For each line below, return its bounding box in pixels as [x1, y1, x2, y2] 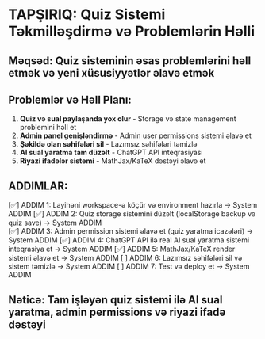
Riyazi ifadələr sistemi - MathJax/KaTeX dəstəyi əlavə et [19, 156, 206, 166]
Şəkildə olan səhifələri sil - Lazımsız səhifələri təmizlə [19, 139, 198, 149]
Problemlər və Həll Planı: [8, 93, 132, 106]
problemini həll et [19, 123, 77, 132]
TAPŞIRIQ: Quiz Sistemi [8, 6, 166, 24]
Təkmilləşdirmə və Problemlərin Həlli [8, 22, 255, 40]
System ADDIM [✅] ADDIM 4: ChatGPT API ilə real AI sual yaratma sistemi [8, 235, 250, 245]
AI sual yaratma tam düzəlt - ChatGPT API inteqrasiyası [19, 148, 203, 158]
